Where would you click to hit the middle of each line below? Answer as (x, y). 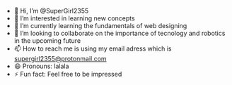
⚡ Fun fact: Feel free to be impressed (68, 74)
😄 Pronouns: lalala (41, 66)
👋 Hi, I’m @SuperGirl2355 (51, 11)
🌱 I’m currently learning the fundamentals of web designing (100, 26)
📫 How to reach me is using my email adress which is (93, 48)
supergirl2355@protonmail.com (60, 59)
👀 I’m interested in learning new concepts (75, 18)
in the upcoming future (47, 41)
